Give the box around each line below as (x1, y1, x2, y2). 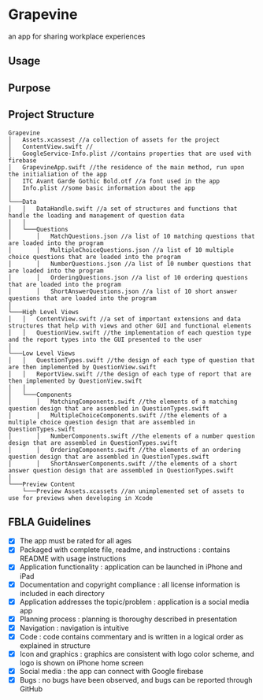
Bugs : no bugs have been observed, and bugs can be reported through (19, 675, 254, 684)
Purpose (8, 81, 51, 94)
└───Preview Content (8, 480, 76, 488)
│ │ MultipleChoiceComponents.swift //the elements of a (8, 411, 227, 419)
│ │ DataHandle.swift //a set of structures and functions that (8, 205, 238, 213)
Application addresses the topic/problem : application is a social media (19, 597, 250, 606)
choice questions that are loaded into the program (8, 253, 181, 261)
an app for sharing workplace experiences (8, 31, 146, 41)
